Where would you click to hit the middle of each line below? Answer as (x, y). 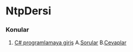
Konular (17, 30)
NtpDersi (28, 11)
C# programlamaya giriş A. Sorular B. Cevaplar (70, 42)
